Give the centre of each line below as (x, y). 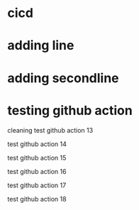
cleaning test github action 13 (50, 130)
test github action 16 (37, 171)
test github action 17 (37, 185)
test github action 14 (37, 144)
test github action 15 (37, 157)
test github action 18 (37, 199)
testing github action (70, 110)
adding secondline (63, 78)
